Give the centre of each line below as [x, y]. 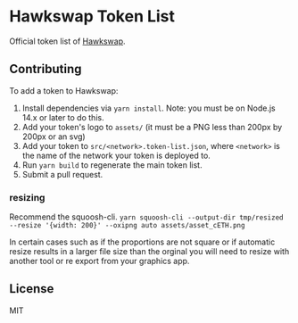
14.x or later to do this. [63, 117]
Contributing [46, 69]
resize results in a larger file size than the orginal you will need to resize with [149, 252]
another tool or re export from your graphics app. [99, 261]
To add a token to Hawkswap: [64, 90]
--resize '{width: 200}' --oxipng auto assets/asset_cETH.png [127, 226]
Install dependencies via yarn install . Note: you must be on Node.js [149, 108]
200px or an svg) [54, 137]
